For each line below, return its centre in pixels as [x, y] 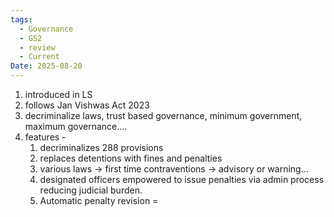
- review [37, 47]
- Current [39, 57]
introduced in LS [58, 94]
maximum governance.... [76, 126]
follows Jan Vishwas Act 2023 [87, 105]
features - [45, 137]
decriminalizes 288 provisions [101, 147]
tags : [21, 19]
